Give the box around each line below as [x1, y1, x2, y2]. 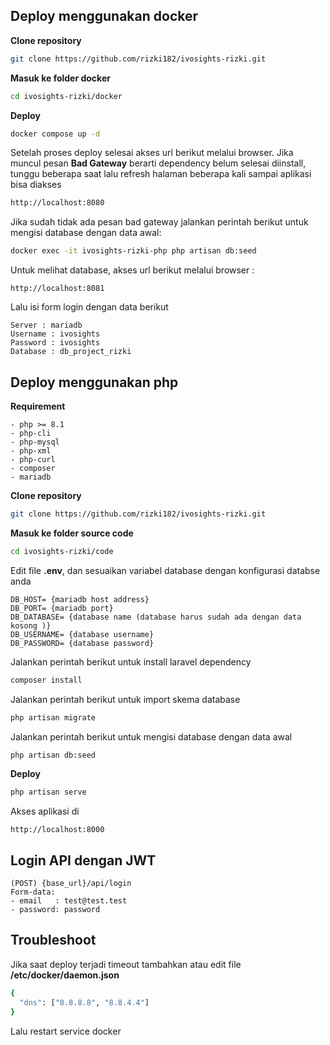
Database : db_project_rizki [10, 347, 132, 357]
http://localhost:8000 [10, 825, 105, 835]
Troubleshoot [10, 932, 97, 949]
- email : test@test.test [10, 896, 128, 906]
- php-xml [10, 446, 52, 456]
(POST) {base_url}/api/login [10, 879, 132, 889]
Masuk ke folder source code [10, 527, 134, 539]
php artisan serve [10, 787, 87, 798]
